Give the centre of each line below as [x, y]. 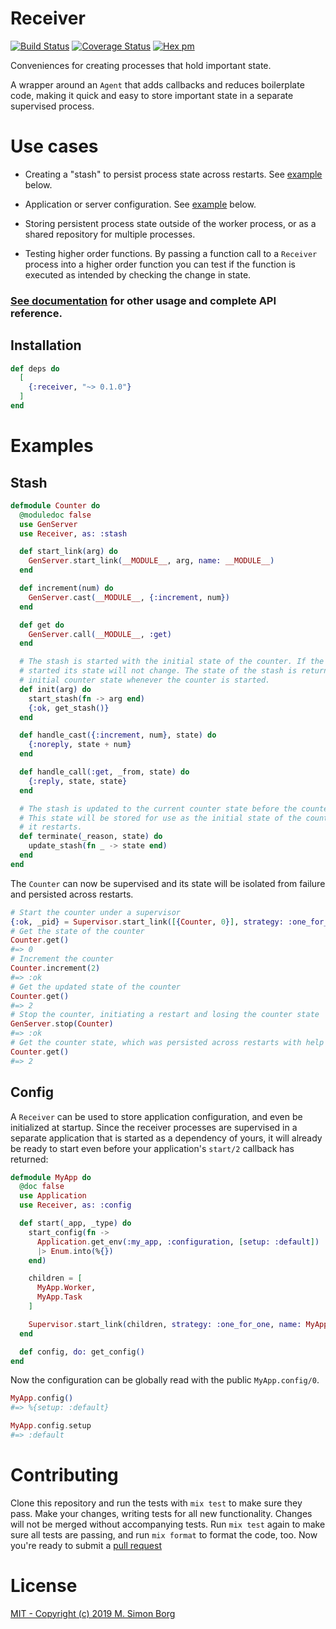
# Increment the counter [62, 959]
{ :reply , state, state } [78, 781]
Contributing [64, 1475]
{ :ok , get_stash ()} [69, 708]
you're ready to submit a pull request [86, 1545]
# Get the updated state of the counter [96, 987]
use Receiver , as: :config [75, 1205]
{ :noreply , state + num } [80, 745]
